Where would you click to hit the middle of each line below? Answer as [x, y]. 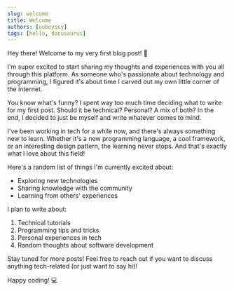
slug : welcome [28, 14]
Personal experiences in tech [59, 238]
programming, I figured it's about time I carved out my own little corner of [113, 82]
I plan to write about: [37, 209]
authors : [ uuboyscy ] [37, 27]
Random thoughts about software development [85, 245]
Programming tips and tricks [58, 230]
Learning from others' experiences [67, 196]
